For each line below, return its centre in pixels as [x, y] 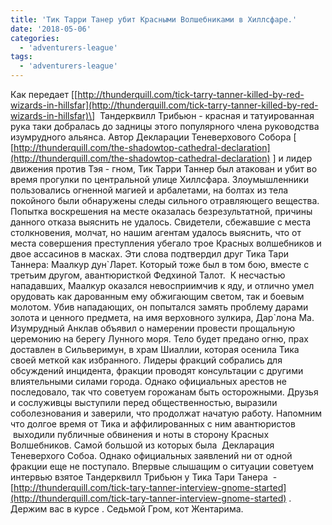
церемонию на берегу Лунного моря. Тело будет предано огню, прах [159, 339]
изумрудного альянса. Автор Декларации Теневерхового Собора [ [153, 137]
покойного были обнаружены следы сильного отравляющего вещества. [165, 200]
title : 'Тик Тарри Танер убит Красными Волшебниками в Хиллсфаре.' [154, 19]
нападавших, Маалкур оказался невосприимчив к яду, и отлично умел [162, 285]
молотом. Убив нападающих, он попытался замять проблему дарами [159, 307]
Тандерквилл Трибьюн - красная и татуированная [207, 115]
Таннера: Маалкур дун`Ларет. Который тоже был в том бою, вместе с [160, 264]
